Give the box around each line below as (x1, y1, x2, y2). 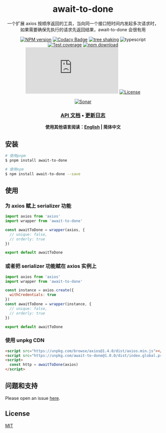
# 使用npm (5, 167, 24, 172)
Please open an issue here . (5, 395, 60, 401)
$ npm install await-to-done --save (5, 172, 81, 176)
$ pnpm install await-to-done (5, 158, 68, 163)
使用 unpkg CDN (5, 337, 44, 344)
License (5, 409, 30, 418)
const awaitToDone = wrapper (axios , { (5, 227, 85, 232)
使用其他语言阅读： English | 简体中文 (45, 124, 121, 130)
